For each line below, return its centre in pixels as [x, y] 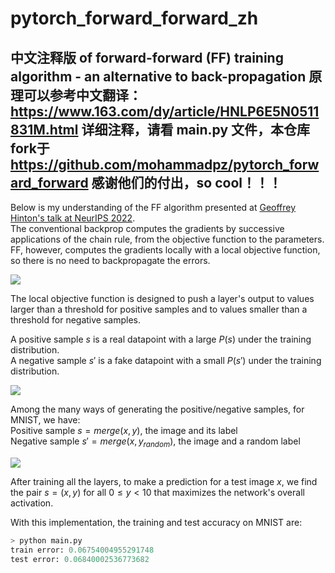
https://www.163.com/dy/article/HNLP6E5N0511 [165, 111]
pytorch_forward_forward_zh [134, 18]
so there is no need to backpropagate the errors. [110, 260]
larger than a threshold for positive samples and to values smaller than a [159, 309]
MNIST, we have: [45, 420]
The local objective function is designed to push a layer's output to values [162, 298]
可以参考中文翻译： [82, 95]
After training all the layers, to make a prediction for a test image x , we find [164, 481]
